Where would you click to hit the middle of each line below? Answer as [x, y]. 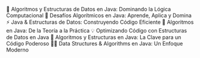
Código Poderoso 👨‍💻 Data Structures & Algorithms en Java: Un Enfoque [95, 43]
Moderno [17, 50]
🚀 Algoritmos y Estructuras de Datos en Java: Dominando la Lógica [89, 9]
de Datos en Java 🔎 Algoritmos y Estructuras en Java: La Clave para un [94, 37]
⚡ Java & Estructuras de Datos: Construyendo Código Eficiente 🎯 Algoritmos [100, 22]
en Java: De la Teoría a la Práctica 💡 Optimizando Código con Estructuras [96, 30]
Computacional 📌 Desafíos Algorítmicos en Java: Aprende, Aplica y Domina [99, 15]
